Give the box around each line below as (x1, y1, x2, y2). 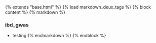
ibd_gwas (5, 21, 29, 28)
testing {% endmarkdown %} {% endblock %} (12, 33, 106, 39)
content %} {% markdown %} (5, 9, 66, 15)
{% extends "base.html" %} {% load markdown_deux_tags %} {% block (5, 4, 152, 10)
